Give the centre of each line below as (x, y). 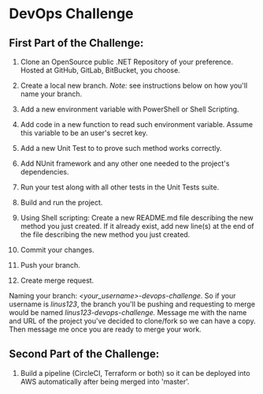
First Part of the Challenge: (76, 43)
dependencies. (44, 172)
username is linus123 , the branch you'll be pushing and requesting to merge (132, 304)
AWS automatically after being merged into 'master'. (105, 381)
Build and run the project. (61, 203)
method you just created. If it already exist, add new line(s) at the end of (137, 226)
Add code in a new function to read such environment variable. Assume (137, 124)
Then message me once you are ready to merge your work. (105, 329)
